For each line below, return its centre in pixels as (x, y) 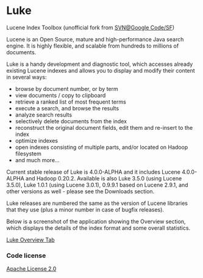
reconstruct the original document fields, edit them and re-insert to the (104, 127)
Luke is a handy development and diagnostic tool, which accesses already (100, 64)
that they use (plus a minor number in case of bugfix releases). (85, 209)
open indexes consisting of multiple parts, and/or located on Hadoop (101, 147)
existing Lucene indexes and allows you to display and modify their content (101, 70)
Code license (26, 255)
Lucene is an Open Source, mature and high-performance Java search (95, 39)
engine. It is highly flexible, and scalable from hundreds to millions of (93, 46)
